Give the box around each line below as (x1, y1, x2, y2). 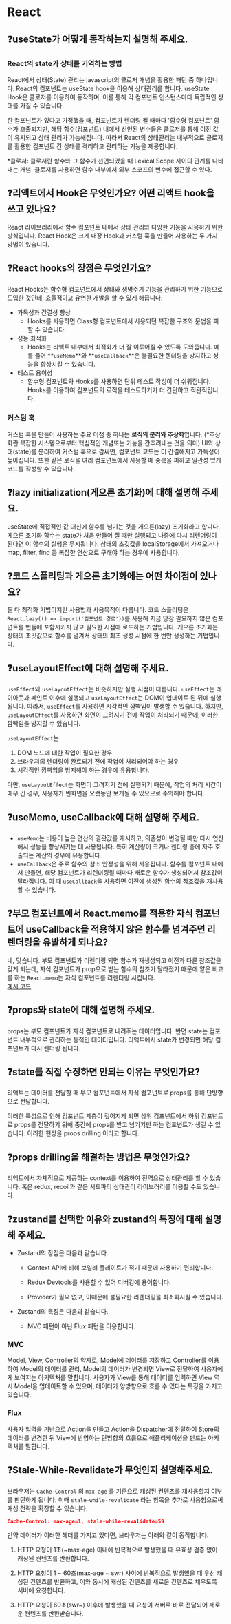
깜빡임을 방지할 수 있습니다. (7, 720, 81, 728)
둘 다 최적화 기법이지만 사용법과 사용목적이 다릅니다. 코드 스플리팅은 (7, 606, 189, 614)
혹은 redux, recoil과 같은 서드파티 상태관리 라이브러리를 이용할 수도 (21, 1183, 202, 1191)
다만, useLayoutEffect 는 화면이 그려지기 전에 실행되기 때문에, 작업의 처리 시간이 (7, 780, 222, 789)
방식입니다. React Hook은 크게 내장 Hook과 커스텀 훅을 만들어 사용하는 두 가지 (7, 232, 218, 240)
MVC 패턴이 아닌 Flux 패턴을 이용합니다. (27, 1322, 136, 1330)
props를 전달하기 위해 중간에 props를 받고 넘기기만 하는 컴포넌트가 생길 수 (14, 1121, 214, 1129)
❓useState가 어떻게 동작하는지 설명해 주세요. (7, 33, 188, 45)
